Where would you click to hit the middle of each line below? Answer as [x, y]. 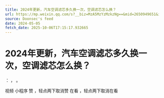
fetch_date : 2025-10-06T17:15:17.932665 [47, 28]
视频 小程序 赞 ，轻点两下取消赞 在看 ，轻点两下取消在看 [61, 91]
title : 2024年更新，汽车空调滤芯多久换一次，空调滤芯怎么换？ [61, 10]
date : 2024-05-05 [23, 23]
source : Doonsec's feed [29, 19]
